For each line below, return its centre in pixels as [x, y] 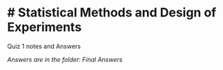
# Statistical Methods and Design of [112, 13]
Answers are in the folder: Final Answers [65, 59]
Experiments [45, 27]
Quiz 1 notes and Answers [44, 46]
